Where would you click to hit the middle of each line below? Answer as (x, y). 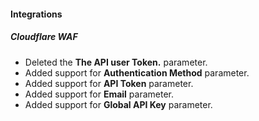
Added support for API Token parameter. (109, 83)
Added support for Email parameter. (99, 94)
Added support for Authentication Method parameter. (137, 72)
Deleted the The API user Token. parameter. (116, 62)
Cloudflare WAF (44, 37)
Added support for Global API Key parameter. (118, 104)
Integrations (36, 14)
